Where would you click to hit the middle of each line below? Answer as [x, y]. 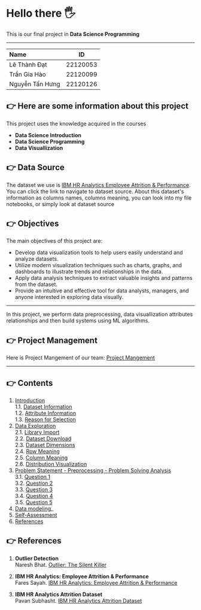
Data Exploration [35, 426]
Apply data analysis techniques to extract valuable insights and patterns [103, 278]
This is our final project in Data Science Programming [73, 34]
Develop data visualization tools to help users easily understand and [99, 253]
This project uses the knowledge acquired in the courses [76, 123]
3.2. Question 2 [34, 483]
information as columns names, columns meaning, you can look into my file [99, 198]
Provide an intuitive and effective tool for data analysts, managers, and [102, 291]
